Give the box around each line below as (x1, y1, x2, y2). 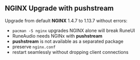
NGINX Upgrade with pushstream (5, 4, 114, 13)
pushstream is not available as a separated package (12, 38, 124, 44)
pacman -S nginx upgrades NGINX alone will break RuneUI (12, 27, 135, 34)
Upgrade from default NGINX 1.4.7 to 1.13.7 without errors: (5, 17, 128, 23)
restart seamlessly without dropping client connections (12, 49, 129, 55)
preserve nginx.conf (12, 43, 56, 50)
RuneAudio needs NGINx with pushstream (12, 33, 103, 39)
